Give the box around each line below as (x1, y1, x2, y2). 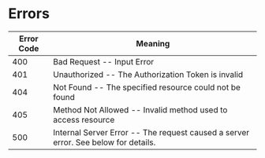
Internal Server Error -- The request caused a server (52, 127, 250, 138)
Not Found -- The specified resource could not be (52, 82, 241, 93)
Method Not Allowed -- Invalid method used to (52, 104, 228, 115)
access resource (52, 114, 115, 125)
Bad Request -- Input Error (52, 56, 155, 67)
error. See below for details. (52, 137, 156, 148)
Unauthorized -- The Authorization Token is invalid (52, 68, 244, 79)
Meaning (136, 38, 170, 49)
